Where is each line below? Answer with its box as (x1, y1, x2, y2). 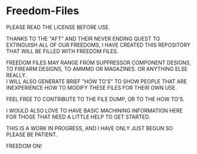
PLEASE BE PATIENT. (6, 131, 58, 138)
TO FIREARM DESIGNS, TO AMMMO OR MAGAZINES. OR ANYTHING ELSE (6, 65, 188, 72)
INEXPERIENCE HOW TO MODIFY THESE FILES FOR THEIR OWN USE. (6, 84, 177, 91)
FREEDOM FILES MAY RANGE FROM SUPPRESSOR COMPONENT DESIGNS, (6, 59, 192, 66)
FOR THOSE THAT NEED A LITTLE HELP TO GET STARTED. (6, 113, 150, 120)
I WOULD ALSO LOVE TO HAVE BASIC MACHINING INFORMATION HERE (6, 107, 183, 114)
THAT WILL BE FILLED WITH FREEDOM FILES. (6, 47, 119, 54)
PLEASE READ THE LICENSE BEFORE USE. (6, 24, 110, 31)
